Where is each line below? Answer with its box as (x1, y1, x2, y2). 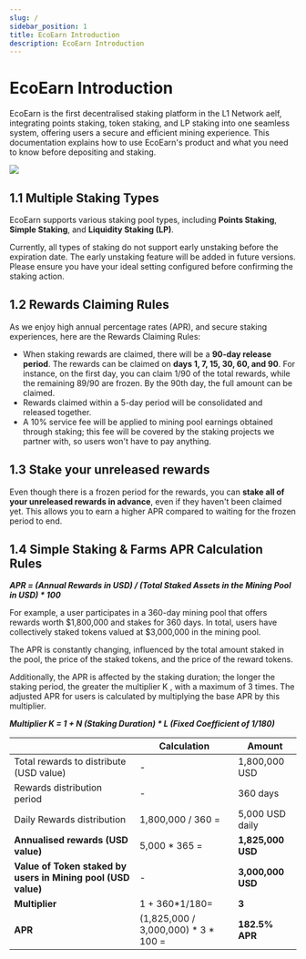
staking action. (9, 270, 66, 281)
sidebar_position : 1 (9, 22, 88, 31)
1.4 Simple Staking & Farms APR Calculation (9, 542, 264, 557)
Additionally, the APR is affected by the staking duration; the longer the (9, 671, 276, 683)
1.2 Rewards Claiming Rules (9, 297, 170, 312)
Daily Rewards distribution (14, 813, 126, 826)
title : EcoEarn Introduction (9, 30, 120, 39)
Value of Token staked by (14, 860, 127, 872)
